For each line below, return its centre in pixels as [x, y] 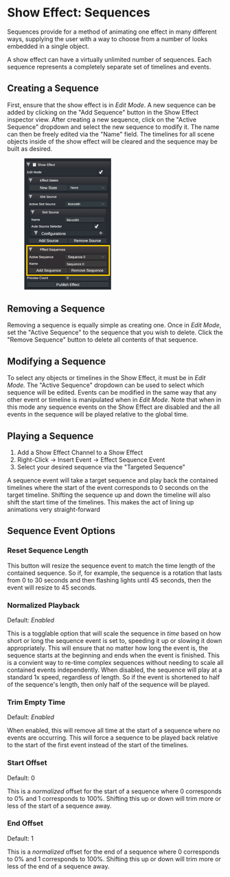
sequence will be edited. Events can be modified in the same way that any [112, 393]
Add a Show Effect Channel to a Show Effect [80, 452]
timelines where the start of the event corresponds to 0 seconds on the [108, 487]
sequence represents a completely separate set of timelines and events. [109, 67]
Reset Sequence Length [48, 550]
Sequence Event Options [61, 531]
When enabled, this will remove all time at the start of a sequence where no [114, 730]
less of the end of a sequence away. [58, 866]
